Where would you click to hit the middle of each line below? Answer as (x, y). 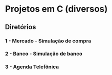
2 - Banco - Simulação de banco (44, 54)
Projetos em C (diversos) (56, 9)
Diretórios (21, 27)
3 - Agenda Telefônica (32, 67)
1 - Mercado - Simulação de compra (48, 41)
